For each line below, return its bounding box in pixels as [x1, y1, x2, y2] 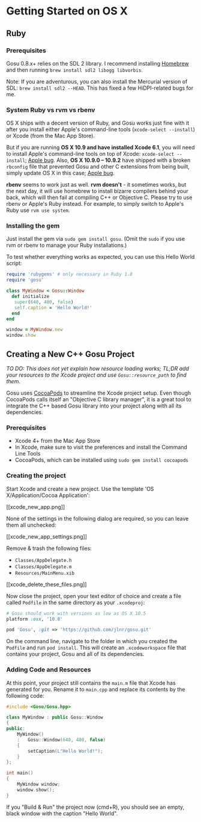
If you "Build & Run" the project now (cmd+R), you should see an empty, [6, 803, 185, 811]
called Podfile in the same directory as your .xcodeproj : [6, 599, 145, 606]
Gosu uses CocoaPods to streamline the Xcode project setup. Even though [6, 389, 191, 397]
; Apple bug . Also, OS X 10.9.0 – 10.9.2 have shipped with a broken [25, 156, 191, 164]
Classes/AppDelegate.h [14, 557, 72, 563]
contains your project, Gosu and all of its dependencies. [6, 650, 145, 658]
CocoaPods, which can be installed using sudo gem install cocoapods [14, 456, 189, 464]
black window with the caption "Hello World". [6, 809, 118, 817]
